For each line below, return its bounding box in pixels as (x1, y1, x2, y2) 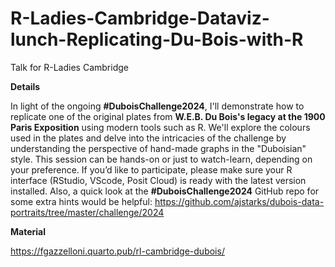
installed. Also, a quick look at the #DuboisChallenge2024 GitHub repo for (10, 185, 320, 197)
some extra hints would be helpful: (10, 195, 153, 207)
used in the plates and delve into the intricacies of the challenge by (10, 132, 287, 144)
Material (10, 225, 46, 237)
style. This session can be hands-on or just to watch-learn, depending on (10, 153, 313, 165)
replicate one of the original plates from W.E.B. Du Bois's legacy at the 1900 (10, 110, 326, 122)
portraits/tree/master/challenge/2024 (10, 206, 165, 218)
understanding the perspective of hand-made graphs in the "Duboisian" (10, 142, 307, 154)
